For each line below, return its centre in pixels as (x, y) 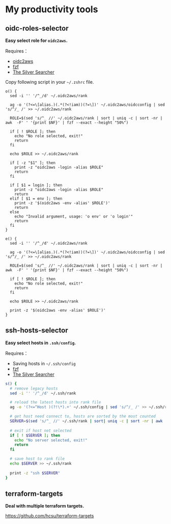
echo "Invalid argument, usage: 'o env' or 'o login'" (74, 217)
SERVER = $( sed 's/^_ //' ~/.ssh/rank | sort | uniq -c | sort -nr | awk (86, 421)
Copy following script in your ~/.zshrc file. (50, 82)
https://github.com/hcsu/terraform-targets (50, 516)
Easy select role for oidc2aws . (36, 40)
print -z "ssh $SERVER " (35, 473)
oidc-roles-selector (37, 28)
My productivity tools (52, 9)
